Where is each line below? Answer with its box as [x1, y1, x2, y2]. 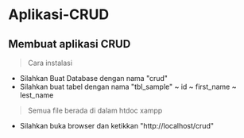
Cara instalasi [27, 58, 73, 67]
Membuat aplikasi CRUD [8, 37, 131, 51]
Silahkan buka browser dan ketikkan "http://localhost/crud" [19, 121, 215, 130]
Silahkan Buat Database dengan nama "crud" [19, 74, 168, 82]
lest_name [19, 90, 54, 100]
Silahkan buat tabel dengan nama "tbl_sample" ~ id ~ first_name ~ [19, 82, 237, 91]
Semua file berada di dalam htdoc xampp [27, 105, 163, 115]
